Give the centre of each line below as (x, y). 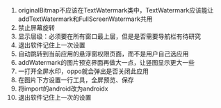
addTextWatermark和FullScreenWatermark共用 (85, 19)
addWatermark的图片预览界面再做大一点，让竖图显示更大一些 (106, 62)
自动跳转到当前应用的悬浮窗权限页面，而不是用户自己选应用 (103, 54)
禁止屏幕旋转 (36, 28)
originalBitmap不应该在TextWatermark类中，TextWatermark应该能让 (116, 10)
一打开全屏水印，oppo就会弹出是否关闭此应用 (83, 71)
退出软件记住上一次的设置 (55, 97)
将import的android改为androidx (63, 88)
